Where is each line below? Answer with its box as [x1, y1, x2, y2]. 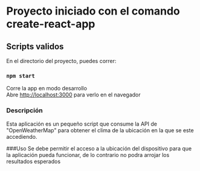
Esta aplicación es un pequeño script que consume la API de [6, 120, 157, 127]
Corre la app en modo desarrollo [6, 85, 88, 92]
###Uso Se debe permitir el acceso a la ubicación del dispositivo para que [6, 144, 192, 152]
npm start [6, 72, 35, 79]
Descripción [6, 106, 44, 115]
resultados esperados [6, 158, 61, 165]
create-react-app [6, 17, 95, 31]
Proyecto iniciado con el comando [6, 4, 180, 18]
